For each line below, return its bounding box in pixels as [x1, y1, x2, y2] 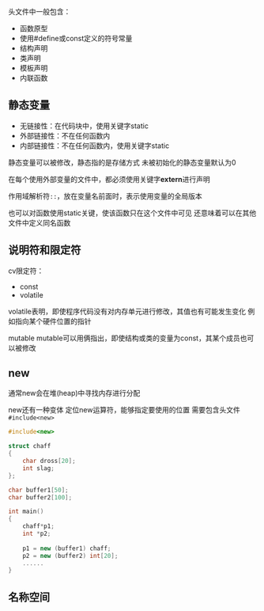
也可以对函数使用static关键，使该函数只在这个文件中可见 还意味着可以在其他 [8, 208, 257, 218]
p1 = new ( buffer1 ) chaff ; [22, 545, 111, 552]
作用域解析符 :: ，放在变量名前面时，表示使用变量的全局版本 [8, 191, 203, 200]
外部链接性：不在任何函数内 [19, 131, 111, 140]
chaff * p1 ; [22, 522, 55, 530]
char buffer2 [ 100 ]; [8, 493, 73, 501]
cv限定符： [8, 266, 44, 275]
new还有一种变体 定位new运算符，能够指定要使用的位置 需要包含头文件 [8, 405, 241, 415]
